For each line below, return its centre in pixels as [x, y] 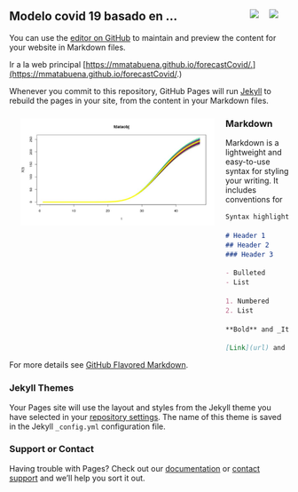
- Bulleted [246, 273]
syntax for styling [257, 171]
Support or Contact [52, 449]
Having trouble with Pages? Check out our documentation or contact [134, 468]
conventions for [254, 200]
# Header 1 [246, 235]
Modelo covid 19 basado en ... [94, 16]
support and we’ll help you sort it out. [77, 478]
